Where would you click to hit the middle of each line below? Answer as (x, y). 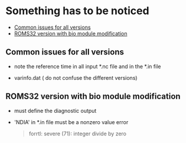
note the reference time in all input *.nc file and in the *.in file (87, 66)
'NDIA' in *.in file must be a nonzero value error (71, 122)
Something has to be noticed (77, 11)
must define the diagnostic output (55, 110)
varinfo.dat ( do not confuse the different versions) (76, 77)
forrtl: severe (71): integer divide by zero (77, 134)
